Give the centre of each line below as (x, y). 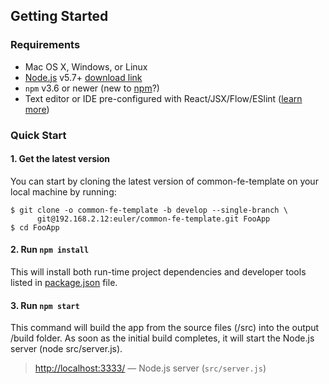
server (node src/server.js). (66, 349)
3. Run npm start (45, 305)
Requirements (45, 45)
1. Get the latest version (60, 159)
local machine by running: (63, 191)
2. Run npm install (50, 250)
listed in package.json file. (64, 283)
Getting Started (59, 16)
